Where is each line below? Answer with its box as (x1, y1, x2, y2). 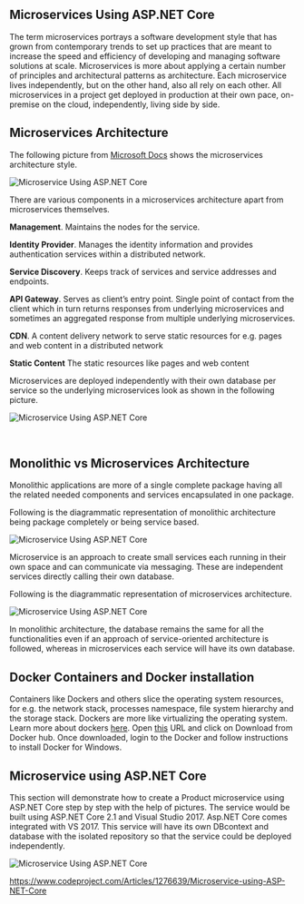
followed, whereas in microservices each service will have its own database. (9, 644, 295, 654)
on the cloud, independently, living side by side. (41, 99, 221, 110)
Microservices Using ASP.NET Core (9, 7, 215, 23)
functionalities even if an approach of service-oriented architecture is (9, 634, 270, 644)
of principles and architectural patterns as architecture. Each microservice (9, 70, 288, 81)
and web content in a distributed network (9, 339, 163, 350)
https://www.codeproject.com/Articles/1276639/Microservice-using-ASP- (9, 876, 286, 887)
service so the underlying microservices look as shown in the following (9, 385, 275, 396)
